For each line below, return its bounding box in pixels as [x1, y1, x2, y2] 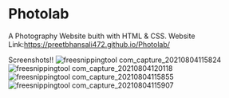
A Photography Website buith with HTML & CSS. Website [8, 31, 195, 41]
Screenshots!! [8, 55, 54, 65]
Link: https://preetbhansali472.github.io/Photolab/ [8, 39, 170, 49]
